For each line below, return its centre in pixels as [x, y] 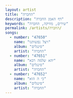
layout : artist [21, 10]
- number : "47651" [29, 56]
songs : [12, 33]
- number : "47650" [29, 38]
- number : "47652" [29, 74]
